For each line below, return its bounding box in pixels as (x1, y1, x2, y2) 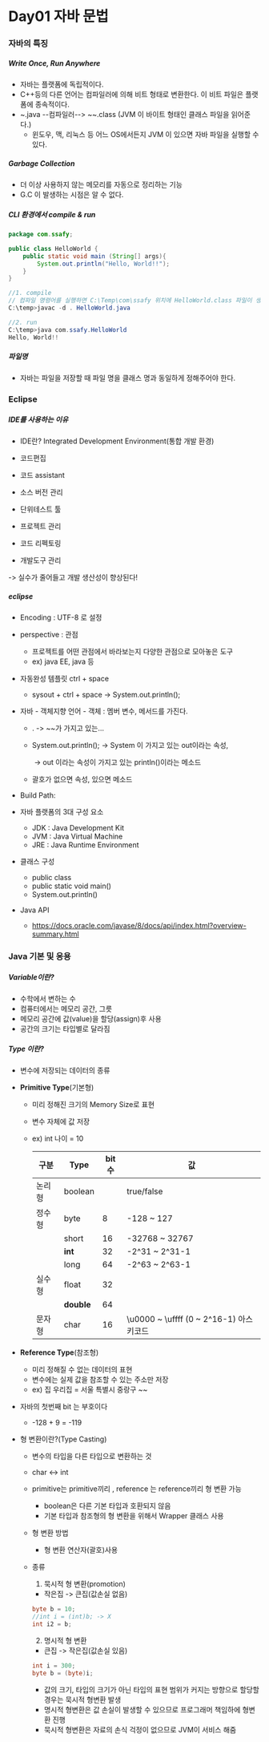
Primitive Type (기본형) (19, 1083, 94, 1093)
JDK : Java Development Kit (31, 823, 125, 833)
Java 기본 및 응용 (8, 951, 71, 962)
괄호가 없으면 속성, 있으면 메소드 (31, 774, 133, 784)
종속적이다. (34, 99, 70, 109)
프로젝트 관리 (19, 522, 62, 531)
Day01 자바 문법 (8, 7, 110, 26)
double (63, 1299, 91, 1311)
